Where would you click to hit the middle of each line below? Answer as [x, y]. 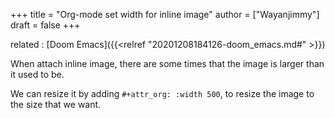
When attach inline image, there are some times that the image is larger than [167, 63]
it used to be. [37, 74]
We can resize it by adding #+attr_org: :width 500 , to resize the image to [162, 93]
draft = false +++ [45, 25]
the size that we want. [56, 104]
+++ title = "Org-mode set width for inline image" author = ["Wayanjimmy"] [165, 14]
